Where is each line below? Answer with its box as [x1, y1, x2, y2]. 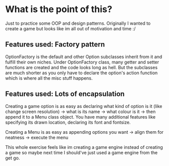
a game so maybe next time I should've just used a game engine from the [5, 149, 158, 155]
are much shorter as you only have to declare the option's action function [5, 70, 158, 76]
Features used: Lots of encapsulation [5, 90, 125, 98]
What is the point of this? [5, 4, 112, 15]
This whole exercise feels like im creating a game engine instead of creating [5, 144, 163, 150]
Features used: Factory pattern [5, 40, 105, 49]
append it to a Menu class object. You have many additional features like [5, 114, 156, 120]
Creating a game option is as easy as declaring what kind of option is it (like [5, 103, 162, 109]
